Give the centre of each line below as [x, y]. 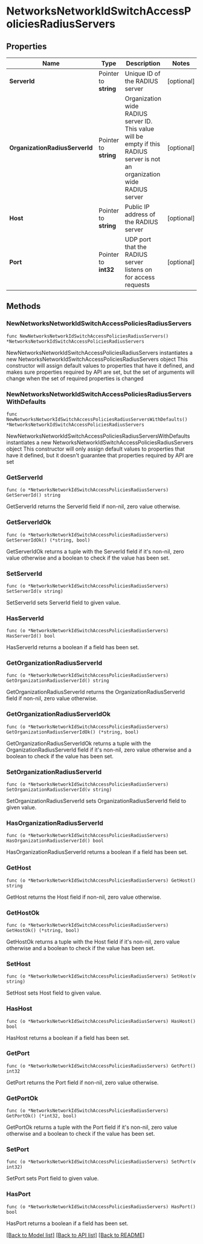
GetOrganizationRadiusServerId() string [58, 681]
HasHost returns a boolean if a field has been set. [68, 1037]
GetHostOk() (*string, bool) [43, 930]
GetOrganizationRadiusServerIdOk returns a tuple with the [79, 743]
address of [140, 214]
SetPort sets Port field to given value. [53, 1179]
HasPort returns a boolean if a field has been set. [67, 1223]
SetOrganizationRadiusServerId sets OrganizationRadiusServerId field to [96, 801]
